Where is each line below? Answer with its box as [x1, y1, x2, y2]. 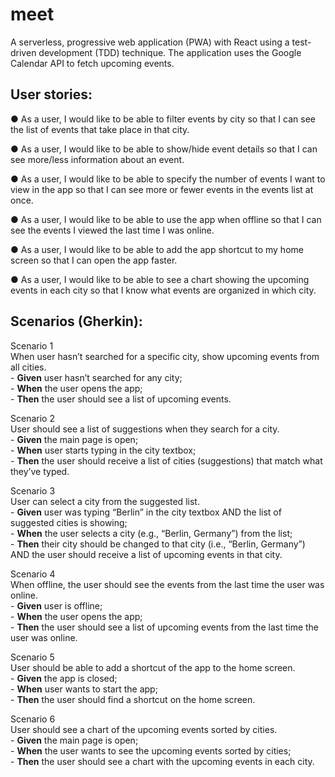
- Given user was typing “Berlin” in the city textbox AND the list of [10, 506, 282, 518]
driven [10, 46, 37, 58]
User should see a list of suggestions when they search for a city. [10, 423, 280, 435]
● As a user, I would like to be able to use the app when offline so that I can [10, 213, 322, 225]
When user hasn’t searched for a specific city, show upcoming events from [10, 350, 320, 362]
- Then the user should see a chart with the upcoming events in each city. [10, 755, 315, 767]
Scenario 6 [10, 713, 56, 725]
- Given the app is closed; [10, 672, 118, 684]
